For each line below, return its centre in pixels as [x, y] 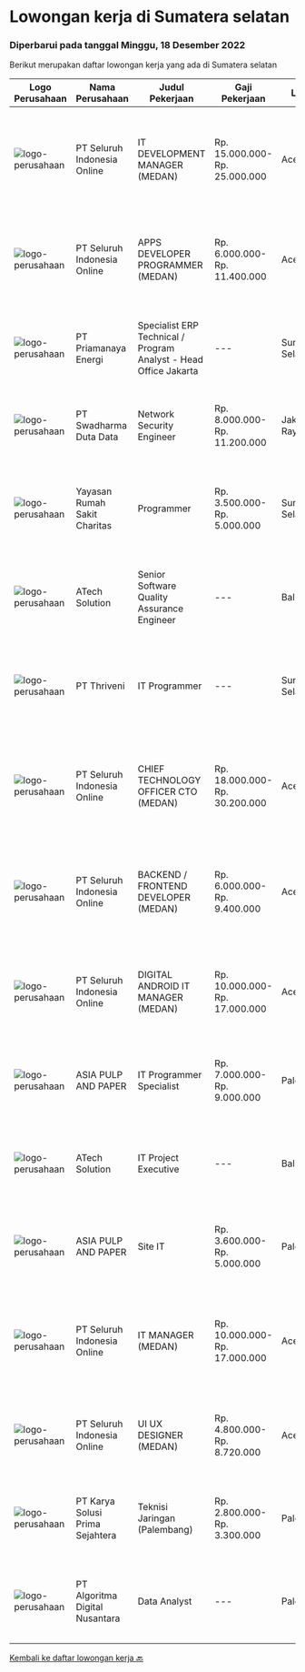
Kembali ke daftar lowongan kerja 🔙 [76, 1658]
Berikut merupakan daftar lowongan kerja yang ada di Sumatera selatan [143, 65]
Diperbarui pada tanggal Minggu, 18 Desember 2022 [128, 45]
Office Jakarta [168, 371]
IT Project [158, 1158]
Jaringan [156, 1518]
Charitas [93, 526]
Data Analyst [165, 1601]
